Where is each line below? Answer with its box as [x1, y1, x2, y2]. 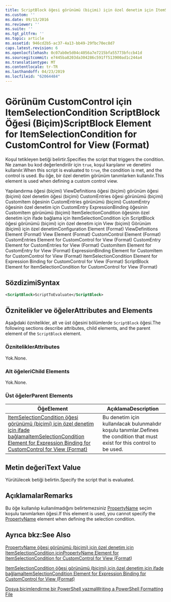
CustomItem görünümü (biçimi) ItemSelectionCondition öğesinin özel [5, 209, 150, 215]
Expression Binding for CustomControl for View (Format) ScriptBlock [5, 258, 149, 264]
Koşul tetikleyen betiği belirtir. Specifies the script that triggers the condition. [5, 156, 164, 162]
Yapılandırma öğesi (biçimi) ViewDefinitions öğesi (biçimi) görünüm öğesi [5, 187, 159, 194]
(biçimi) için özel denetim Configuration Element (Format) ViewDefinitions [5, 226, 158, 232]
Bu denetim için [102, 414, 140, 421]
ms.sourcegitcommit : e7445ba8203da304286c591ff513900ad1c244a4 [5, 55, 142, 60]
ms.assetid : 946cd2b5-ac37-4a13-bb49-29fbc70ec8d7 [5, 41, 115, 46]
